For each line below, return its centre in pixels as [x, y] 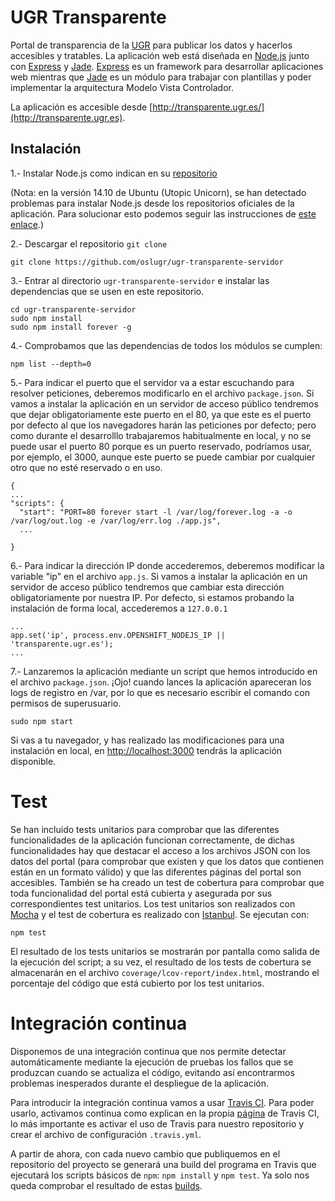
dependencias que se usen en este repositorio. [107, 291]
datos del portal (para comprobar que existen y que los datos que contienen [167, 861]
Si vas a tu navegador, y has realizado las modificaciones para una [147, 740]
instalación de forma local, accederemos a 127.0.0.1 [119, 608]
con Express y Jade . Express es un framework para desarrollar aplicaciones [167, 66]
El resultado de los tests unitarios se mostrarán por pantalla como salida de [165, 951]
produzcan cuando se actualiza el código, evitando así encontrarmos [152, 1072]
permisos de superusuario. [66, 703]
